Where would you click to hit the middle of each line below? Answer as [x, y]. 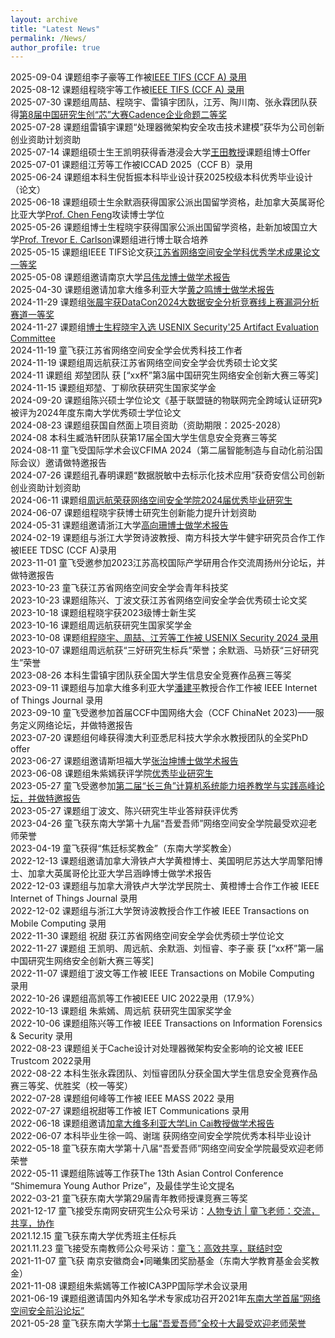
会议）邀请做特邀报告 [62, 463]
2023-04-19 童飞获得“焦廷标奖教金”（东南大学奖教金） [123, 848]
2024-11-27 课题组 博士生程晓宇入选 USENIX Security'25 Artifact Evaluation [165, 327]
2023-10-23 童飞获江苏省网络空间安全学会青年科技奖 [119, 588]
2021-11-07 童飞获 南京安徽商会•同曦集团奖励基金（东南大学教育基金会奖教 [165, 1261]
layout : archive [44, 19]
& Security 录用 [41, 1036]
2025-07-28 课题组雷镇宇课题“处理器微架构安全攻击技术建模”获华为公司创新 [167, 127]
